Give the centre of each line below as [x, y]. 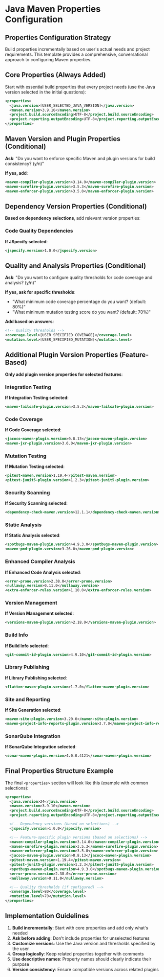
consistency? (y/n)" [25, 163]
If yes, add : [17, 173]
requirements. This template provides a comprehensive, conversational [76, 54]
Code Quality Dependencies [39, 231]
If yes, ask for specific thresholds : [40, 292]
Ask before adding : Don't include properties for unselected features [81, 938]
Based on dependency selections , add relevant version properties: [73, 218]
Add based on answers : [30, 322]
